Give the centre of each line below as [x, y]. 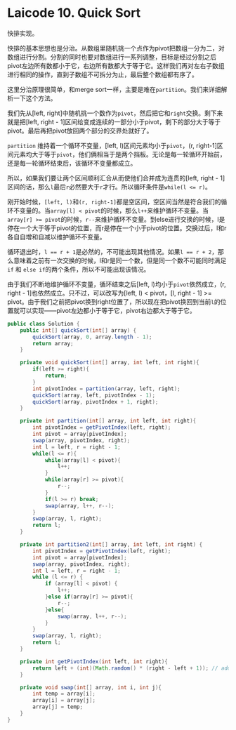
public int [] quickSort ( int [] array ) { [78, 330]
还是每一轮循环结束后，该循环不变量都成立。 [72, 163]
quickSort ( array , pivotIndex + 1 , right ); [96, 401]
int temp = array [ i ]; [64, 694]
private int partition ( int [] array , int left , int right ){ [108, 421]
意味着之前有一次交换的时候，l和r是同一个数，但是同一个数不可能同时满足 [120, 260]
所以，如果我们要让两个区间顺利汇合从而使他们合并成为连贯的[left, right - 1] [116, 178]
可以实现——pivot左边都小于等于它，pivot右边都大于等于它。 [108, 310]
